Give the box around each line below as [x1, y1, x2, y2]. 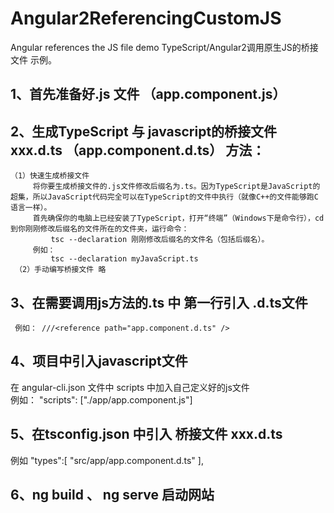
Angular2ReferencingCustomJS [10, 7, 282, 30]
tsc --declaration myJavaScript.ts [50, 254, 199, 264]
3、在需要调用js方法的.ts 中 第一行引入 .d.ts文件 [10, 294, 308, 311]
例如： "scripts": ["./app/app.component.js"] [10, 393, 193, 406]
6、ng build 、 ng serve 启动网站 [10, 486, 215, 503]
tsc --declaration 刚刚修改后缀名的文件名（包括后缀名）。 [50, 235, 270, 245]
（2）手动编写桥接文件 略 [14, 265, 107, 275]
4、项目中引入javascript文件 [10, 353, 188, 370]
